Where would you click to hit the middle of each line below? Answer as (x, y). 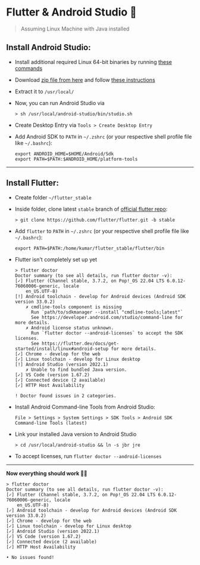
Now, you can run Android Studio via (60, 103)
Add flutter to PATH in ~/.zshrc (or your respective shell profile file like (102, 231)
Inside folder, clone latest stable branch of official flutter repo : (91, 209)
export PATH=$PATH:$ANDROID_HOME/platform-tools (76, 159)
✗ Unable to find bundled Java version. (76, 370)
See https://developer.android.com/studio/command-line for (107, 317)
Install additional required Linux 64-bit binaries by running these (93, 62)
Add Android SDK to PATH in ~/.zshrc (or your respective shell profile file (103, 136)
